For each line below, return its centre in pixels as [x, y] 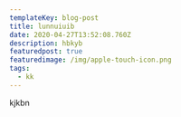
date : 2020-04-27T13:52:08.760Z [70, 34]
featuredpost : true [46, 52]
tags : [19, 69]
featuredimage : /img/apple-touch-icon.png [90, 60]
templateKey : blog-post [54, 18]
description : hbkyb [46, 43]
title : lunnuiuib [42, 26]
